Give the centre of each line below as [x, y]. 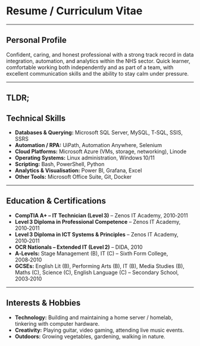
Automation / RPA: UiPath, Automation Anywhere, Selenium [88, 145]
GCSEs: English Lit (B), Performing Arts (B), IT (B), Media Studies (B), [99, 266]
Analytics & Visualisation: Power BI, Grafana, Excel [78, 170]
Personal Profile [37, 40]
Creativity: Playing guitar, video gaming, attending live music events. [99, 330]
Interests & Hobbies [43, 303]
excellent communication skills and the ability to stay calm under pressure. [98, 73]
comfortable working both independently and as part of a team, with [90, 67]
